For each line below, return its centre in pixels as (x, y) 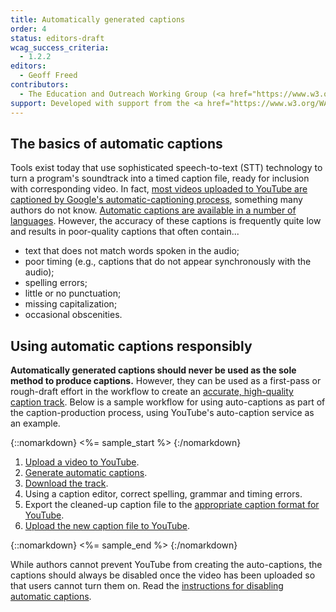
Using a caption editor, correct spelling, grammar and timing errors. (163, 494)
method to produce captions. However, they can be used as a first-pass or (166, 381)
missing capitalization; (71, 304)
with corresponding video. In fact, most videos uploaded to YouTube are (159, 189)
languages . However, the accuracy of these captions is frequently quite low (166, 221)
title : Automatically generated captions (98, 19)
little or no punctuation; (73, 293)
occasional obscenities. (73, 315)
